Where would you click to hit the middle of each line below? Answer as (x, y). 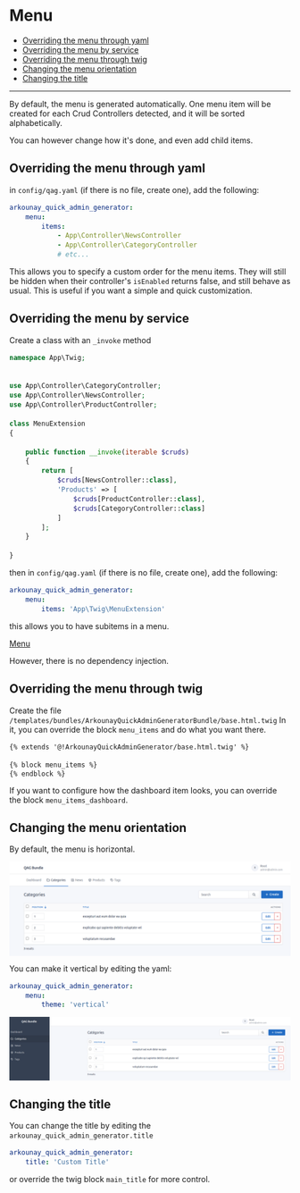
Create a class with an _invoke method (80, 340)
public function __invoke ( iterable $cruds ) (108, 452)
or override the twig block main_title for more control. (110, 1180)
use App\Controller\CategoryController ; (86, 386)
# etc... (73, 255)
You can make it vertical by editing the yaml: (91, 968)
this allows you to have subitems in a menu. (89, 626)
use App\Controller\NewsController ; (77, 395)
